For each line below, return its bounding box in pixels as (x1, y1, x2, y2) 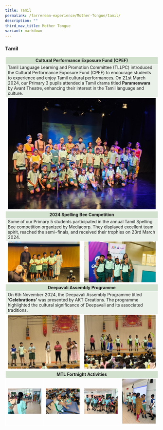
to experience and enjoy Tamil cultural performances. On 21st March (8, 75, 146, 81)
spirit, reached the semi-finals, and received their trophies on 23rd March (8, 229, 156, 235)
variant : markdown (5, 28, 42, 34)
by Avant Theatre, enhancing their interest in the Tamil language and (8, 86, 145, 91)
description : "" (5, 18, 38, 23)
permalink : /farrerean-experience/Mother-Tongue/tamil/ (5, 13, 121, 18)
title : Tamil (5, 8, 32, 13)
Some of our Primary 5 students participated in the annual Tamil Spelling (8, 219, 153, 225)
